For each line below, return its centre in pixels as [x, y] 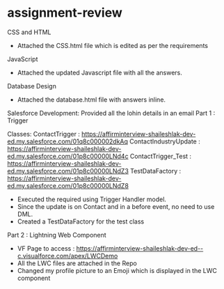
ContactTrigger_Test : [161, 156]
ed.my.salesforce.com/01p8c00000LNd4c [68, 156]
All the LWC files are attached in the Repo [77, 263]
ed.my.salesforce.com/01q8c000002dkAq [68, 141]
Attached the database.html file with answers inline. [91, 100]
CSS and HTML [29, 32]
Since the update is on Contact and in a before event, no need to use [116, 206]
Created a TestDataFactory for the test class [81, 221]
